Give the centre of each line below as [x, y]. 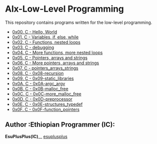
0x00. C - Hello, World [35, 32]
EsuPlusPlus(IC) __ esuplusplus [36, 136]
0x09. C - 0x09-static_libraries [43, 78]
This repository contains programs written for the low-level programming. [78, 22]
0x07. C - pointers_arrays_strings [45, 68]
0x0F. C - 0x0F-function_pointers [46, 109]
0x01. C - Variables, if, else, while [45, 37]
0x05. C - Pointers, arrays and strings [50, 57]
